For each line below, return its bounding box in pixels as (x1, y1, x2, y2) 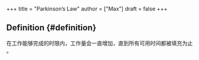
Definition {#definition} (6, 22, 97, 33)
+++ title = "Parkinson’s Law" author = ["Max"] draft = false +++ (6, 5, 168, 12)
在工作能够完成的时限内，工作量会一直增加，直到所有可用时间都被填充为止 (6, 39, 193, 47)
